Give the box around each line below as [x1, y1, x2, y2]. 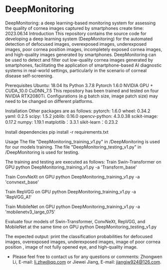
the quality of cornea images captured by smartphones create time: [5, 25, 144, 31]
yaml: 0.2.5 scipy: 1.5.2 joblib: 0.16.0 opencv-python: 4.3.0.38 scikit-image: [5, 113, 158, 119]
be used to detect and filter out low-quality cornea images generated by [5, 57, 154, 63]
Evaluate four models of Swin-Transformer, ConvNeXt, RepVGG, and [5, 218, 146, 224]
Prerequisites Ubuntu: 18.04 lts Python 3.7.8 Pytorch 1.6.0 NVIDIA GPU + [5, 82, 154, 88]
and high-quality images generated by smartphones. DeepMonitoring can [5, 51, 156, 58]
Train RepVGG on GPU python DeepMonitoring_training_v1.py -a [5, 188, 136, 194]
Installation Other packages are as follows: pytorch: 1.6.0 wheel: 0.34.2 [5, 108, 151, 114]
